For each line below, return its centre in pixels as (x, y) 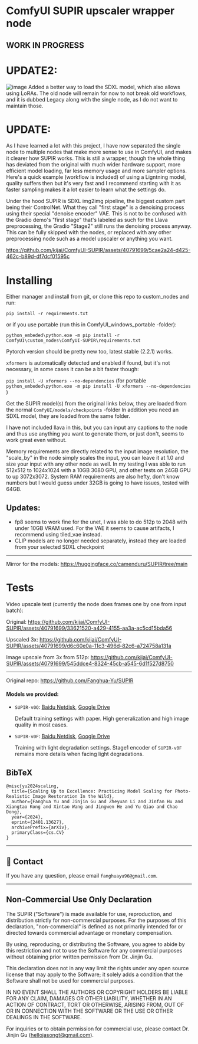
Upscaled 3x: (22, 640)
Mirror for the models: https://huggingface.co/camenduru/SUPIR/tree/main (97, 564)
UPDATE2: (32, 71)
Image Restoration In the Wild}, (73, 797)
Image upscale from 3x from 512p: (48, 657)
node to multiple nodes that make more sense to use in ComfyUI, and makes (99, 152)
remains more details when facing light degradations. (79, 754)
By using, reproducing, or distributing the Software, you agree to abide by (95, 944)
